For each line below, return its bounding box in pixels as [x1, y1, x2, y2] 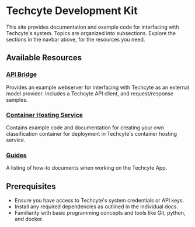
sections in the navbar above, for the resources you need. [6, 36, 145, 43]
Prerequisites [6, 181, 56, 191]
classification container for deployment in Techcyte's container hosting [6, 130, 177, 137]
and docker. [14, 215, 44, 223]
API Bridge [6, 70, 37, 78]
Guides [6, 151, 27, 159]
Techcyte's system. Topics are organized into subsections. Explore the [6, 29, 176, 36]
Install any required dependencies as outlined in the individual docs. [14, 203, 178, 210]
